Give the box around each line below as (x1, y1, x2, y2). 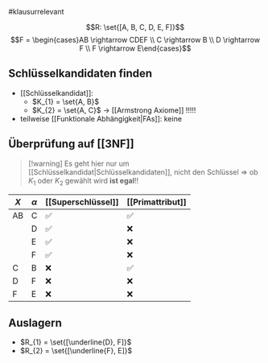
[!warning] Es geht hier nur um (27, 159, 130, 168)
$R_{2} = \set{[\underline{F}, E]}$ (19, 346, 133, 356)
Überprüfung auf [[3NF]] (8, 137, 134, 151)
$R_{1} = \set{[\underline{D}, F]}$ (19, 337, 132, 347)
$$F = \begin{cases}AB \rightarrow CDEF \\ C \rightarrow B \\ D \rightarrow (10, 35, 260, 44)
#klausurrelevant (8, 7, 64, 16)
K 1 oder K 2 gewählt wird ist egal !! (27, 175, 139, 188)
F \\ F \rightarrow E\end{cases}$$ (79, 43, 192, 53)
